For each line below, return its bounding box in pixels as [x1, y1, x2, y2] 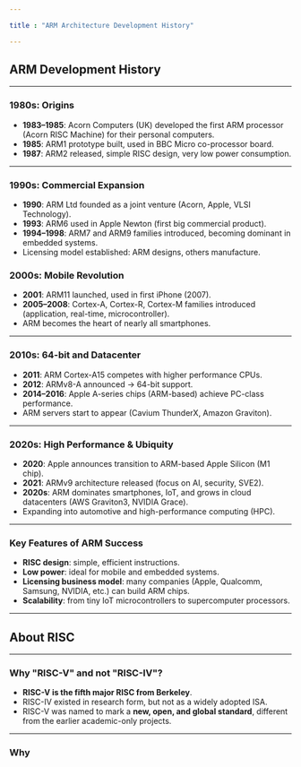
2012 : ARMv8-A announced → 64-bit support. [21, 378, 193, 390]
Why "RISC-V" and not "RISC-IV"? [9, 667, 163, 679]
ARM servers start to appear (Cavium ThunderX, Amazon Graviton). [21, 407, 272, 418]
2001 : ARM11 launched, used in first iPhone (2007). [21, 289, 212, 300]
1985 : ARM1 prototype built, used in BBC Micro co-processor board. [21, 138, 275, 149]
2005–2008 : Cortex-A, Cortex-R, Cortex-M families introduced [21, 299, 256, 310]
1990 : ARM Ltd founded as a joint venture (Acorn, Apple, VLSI [21, 199, 251, 211]
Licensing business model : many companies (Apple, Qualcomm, [21, 576, 262, 587]
